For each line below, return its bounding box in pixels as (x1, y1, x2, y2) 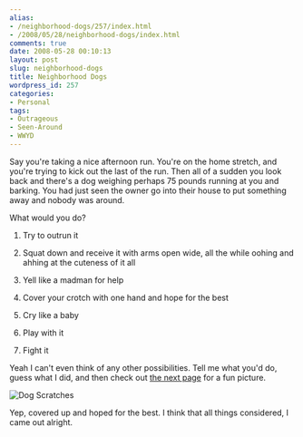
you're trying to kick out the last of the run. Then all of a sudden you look (9, 165, 282, 177)
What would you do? (9, 212, 86, 223)
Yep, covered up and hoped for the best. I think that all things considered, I (9, 407, 288, 418)
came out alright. (9, 416, 73, 427)
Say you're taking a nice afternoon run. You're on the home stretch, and (9, 156, 278, 167)
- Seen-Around (9, 123, 64, 132)
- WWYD (9, 131, 34, 141)
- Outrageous (9, 114, 59, 123)
